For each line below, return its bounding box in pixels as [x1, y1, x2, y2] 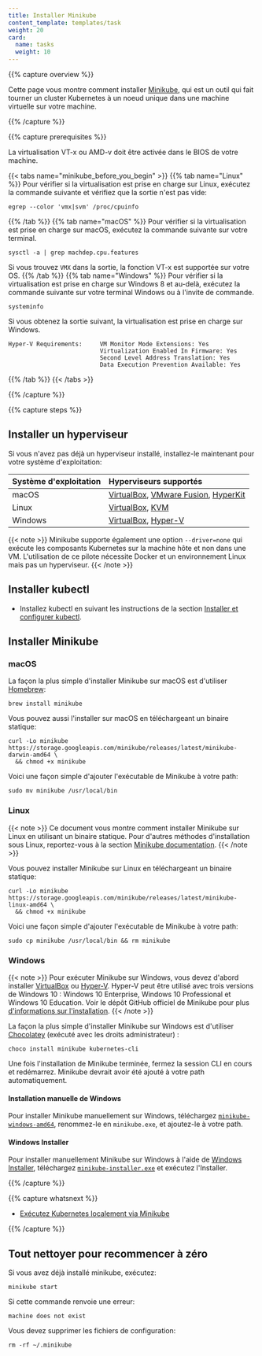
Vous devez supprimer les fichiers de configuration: [8, 1326, 176, 1336]
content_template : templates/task [8, 19, 122, 27]
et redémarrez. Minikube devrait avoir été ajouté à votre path [8, 1067, 205, 1077]
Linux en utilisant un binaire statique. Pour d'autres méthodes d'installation [8, 831, 250, 841]
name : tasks [15, 41, 55, 49]
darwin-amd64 [8, 751, 51, 759]
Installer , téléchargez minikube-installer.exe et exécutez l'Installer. [8, 1163, 228, 1173]
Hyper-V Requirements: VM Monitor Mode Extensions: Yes [8, 340, 210, 348]
